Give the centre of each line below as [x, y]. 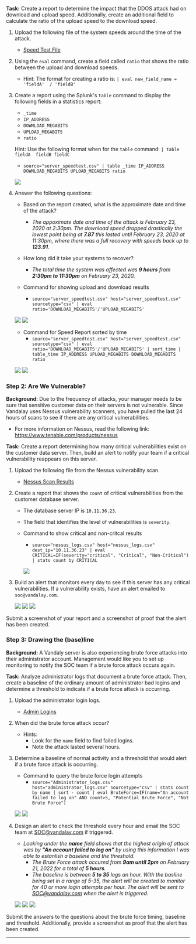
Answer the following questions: [53, 193]
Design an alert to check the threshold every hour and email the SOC [97, 826]
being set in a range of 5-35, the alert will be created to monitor [108, 881]
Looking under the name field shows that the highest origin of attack [106, 843]
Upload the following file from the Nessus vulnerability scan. [87, 471]
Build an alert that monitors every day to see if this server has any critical [102, 582]
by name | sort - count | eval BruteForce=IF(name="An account [110, 793]
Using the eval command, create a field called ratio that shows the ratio [101, 61]
